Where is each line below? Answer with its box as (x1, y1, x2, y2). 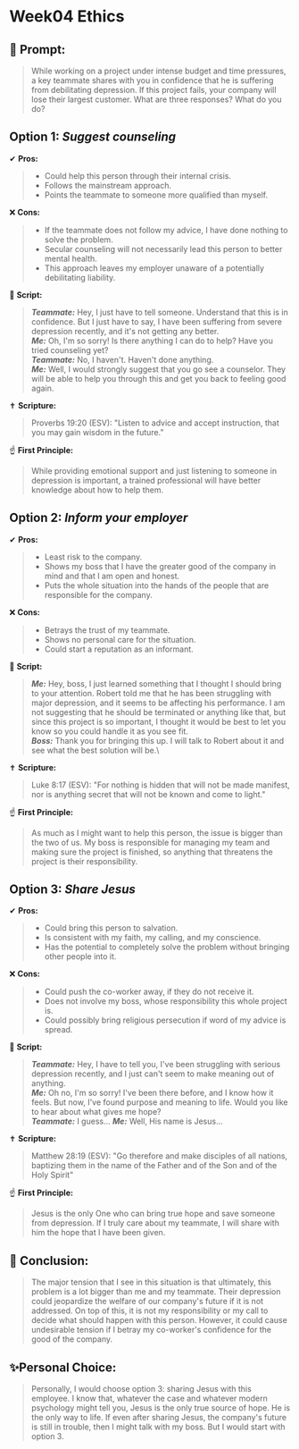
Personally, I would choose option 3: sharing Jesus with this (30, 1384, 252, 1394)
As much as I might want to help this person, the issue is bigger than (30, 827, 284, 838)
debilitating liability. (44, 272, 116, 282)
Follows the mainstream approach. (44, 180, 172, 190)
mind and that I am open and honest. (44, 570, 180, 581)
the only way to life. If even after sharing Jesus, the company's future (30, 1412, 287, 1423)
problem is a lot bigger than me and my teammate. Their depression (30, 1286, 281, 1297)
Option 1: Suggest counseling (9, 130, 177, 145)
